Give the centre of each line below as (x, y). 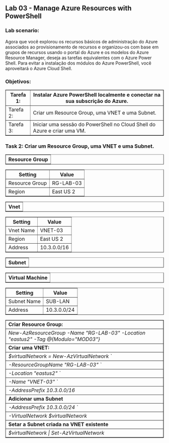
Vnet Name (22, 231)
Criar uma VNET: (29, 348)
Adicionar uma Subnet (36, 399)
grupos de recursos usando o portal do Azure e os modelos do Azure (77, 52)
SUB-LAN (58, 301)
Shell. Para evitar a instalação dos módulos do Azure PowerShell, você (78, 63)
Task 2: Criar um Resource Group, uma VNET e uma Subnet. (80, 146)
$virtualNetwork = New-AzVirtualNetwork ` (60, 356)
